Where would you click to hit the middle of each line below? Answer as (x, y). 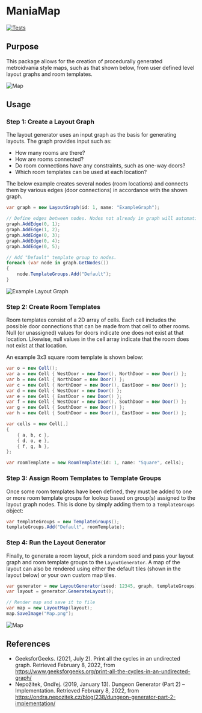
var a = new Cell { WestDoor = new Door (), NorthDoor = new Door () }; (96, 374)
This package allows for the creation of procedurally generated (84, 61)
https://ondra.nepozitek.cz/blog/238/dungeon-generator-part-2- (95, 697)
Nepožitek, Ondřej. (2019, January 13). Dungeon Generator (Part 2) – (100, 684)
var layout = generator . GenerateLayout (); (60, 591)
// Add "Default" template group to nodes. (62, 257)
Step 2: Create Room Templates (54, 307)
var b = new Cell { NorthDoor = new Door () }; (66, 379)
